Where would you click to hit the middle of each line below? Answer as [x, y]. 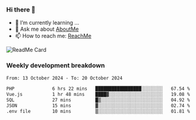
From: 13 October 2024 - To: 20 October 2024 [64, 78]
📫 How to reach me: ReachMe [53, 36]
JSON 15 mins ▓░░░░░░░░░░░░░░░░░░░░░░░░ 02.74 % [98, 106]
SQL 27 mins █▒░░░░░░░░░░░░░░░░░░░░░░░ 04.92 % [98, 100]
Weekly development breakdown [56, 66]
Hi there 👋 [21, 10]
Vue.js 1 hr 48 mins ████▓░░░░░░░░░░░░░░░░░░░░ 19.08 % [98, 95]
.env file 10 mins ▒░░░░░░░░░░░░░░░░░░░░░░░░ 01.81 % [98, 111]
